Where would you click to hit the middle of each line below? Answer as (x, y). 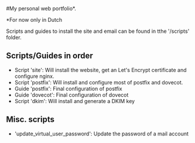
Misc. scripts (30, 120)
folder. (14, 37)
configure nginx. (34, 76)
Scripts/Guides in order (50, 56)
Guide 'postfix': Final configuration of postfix (69, 88)
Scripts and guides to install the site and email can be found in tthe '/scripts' (98, 31)
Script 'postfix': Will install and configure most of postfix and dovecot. (99, 82)
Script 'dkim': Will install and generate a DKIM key (75, 101)
